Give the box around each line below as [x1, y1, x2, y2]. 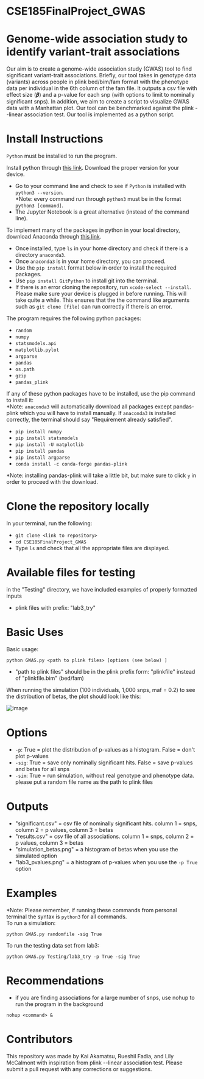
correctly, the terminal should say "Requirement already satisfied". [6, 416, 172, 424]
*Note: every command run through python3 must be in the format [15, 195, 181, 203]
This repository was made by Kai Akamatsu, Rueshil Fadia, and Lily [6, 1052, 174, 1060]
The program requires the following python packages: [6, 315, 142, 322]
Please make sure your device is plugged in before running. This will [15, 290, 187, 298]
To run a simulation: [6, 919, 56, 926]
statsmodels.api [15, 341, 57, 347]
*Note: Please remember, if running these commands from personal [6, 906, 177, 913]
